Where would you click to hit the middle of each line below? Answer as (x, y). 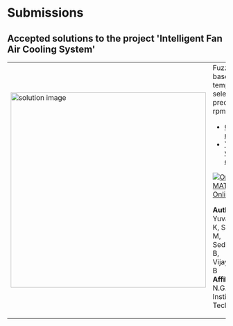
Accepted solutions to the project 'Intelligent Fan (115, 38)
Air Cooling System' (51, 49)
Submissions (45, 13)
